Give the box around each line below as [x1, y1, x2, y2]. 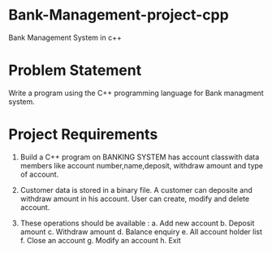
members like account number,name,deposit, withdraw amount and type [19, 160, 264, 170]
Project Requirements [8, 125, 158, 144]
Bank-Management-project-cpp [8, 6, 229, 24]
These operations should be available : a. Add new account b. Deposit [19, 218, 255, 228]
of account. [19, 169, 59, 179]
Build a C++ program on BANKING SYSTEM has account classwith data [19, 152, 260, 162]
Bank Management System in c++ [8, 33, 122, 42]
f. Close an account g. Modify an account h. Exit [19, 235, 181, 245]
